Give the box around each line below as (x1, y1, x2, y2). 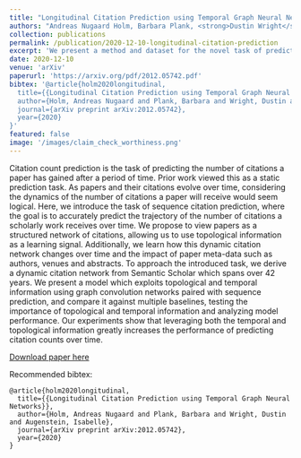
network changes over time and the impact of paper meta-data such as (9, 248, 273, 259)
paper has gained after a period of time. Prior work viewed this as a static (9, 172, 280, 183)
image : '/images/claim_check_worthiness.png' (9, 138, 182, 147)
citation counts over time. (9, 333, 103, 345)
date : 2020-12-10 (9, 55, 74, 64)
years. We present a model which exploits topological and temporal (9, 277, 258, 288)
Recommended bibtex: (9, 368, 93, 379)
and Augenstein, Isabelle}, (9, 418, 115, 427)
